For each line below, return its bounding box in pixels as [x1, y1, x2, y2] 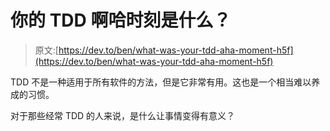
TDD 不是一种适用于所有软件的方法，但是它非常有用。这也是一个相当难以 [10, 76, 312, 88]
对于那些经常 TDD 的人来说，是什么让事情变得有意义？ [10, 109, 236, 121]
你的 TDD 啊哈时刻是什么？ [10, 9, 232, 32]
